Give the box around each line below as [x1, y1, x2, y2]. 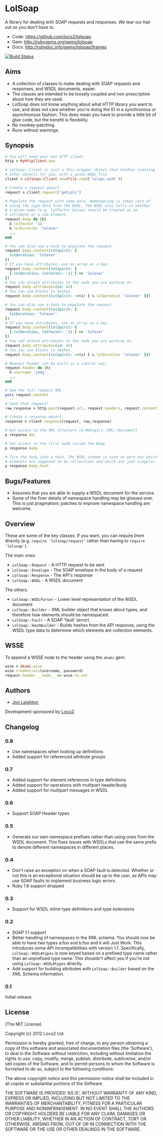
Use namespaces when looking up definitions [12, 749, 103, 754]
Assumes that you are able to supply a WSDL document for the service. [12, 490, 155, 496]
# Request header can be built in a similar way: [5, 361, 108, 366]
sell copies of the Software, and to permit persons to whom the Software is [5, 1060, 155, 1066]
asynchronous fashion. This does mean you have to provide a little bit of [12, 112, 157, 117]
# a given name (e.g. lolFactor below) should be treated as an [5, 208, 138, 212]
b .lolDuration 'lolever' [9, 226, 60, 231]
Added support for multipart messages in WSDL [12, 788, 108, 793]
